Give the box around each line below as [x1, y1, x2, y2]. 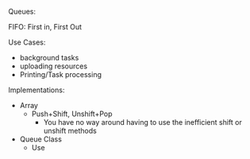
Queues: [8, 7, 37, 16]
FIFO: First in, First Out [8, 22, 82, 31]
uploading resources [19, 61, 88, 71]
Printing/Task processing [19, 70, 102, 79]
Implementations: [8, 85, 65, 95]
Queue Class [19, 134, 62, 144]
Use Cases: [8, 37, 46, 47]
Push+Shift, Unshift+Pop [31, 109, 113, 118]
